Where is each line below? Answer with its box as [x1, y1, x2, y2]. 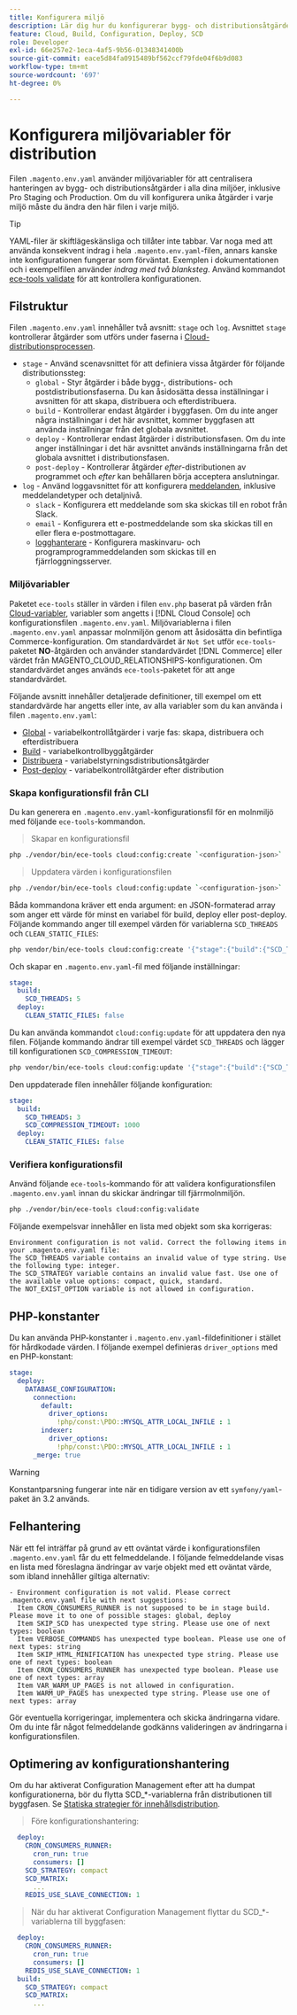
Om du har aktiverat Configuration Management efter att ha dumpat [9, 1780, 255, 1791]
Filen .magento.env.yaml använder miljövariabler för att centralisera [9, 173, 254, 183]
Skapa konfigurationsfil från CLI [9, 786, 149, 798]
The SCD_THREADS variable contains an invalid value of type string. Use [9, 1254, 287, 1263]
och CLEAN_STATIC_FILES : [9, 928, 99, 938]
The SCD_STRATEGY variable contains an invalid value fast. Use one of [9, 1269, 278, 1279]
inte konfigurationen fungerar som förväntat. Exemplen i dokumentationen [9, 254, 279, 265]
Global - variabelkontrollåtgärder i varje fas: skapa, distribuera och [21, 727, 264, 737]
